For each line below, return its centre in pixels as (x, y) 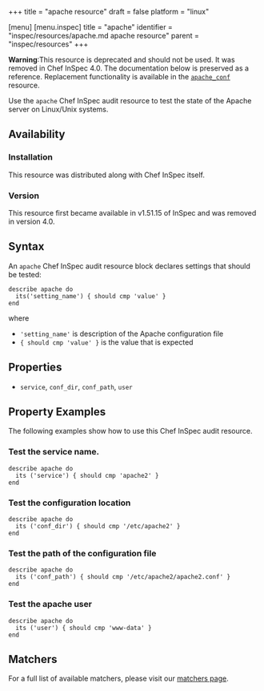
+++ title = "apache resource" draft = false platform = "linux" (109, 12)
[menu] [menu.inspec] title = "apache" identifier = (91, 27)
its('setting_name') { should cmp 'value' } (91, 296)
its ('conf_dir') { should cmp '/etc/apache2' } (98, 527)
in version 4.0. (32, 221)
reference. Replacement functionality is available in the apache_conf (119, 77)
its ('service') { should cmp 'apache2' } (87, 475)
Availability (37, 134)
